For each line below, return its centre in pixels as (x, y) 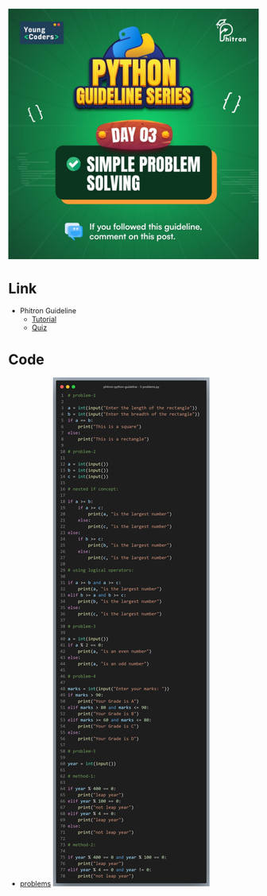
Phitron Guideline (48, 310)
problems (35, 883)
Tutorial (44, 319)
